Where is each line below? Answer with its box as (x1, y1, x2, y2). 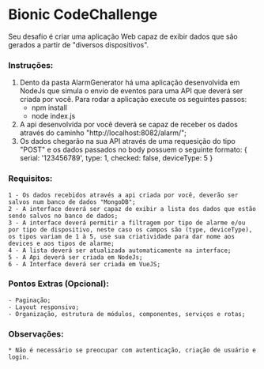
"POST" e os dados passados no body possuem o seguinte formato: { (19, 145, 247, 155)
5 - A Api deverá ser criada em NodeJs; (8, 253, 144, 262)
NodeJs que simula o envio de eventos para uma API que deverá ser (19, 86, 243, 96)
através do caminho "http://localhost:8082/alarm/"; (19, 128, 187, 137)
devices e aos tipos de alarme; (8, 239, 115, 247)
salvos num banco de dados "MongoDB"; (8, 198, 136, 206)
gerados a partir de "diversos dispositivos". (8, 40, 149, 49)
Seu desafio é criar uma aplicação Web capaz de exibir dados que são (8, 32, 239, 41)
